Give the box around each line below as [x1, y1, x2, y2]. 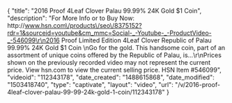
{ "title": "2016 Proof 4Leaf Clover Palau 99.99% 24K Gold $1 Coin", [7, 7, 202, 15]
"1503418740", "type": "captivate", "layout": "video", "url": [7, 81, 174, 88]
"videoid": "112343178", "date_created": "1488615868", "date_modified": [7, 73, 215, 81]
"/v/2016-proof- [175, 81, 221, 88]
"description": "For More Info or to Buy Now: [7, 14, 134, 22]
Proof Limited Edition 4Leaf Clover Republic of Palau [61, 36, 212, 45]
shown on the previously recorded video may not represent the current [7, 58, 211, 66]
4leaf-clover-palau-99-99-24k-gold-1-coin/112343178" [7, 88, 165, 96]
